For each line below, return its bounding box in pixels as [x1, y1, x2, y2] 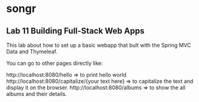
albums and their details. [6, 91, 67, 97]
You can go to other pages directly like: [6, 59, 103, 67]
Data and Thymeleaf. [6, 48, 58, 55]
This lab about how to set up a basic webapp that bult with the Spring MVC [6, 41, 191, 49]
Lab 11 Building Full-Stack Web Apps [6, 26, 145, 36]
